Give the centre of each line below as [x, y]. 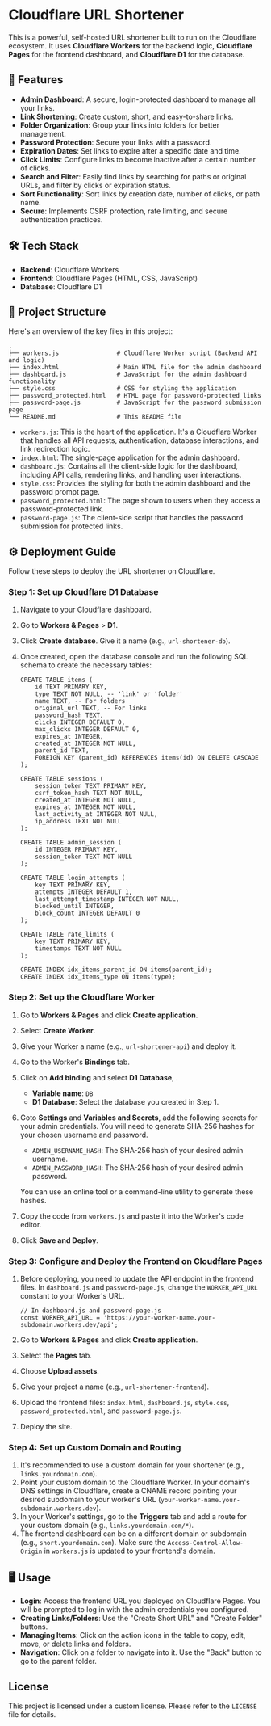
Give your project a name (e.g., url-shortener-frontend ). [115, 1387]
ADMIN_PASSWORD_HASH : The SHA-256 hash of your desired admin [138, 1167]
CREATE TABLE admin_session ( [71, 843]
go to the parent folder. [58, 1661]
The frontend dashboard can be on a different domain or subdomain [133, 1534]
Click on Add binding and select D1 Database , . [99, 1077]
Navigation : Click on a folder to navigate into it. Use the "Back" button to [141, 1652]
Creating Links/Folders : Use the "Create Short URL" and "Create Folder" [141, 1619]
